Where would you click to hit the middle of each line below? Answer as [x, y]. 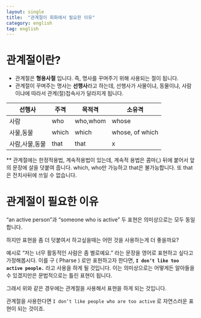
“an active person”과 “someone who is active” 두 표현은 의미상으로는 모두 [95, 220]
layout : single [25, 12]
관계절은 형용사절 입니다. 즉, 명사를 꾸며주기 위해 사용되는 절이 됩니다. [97, 78]
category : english [29, 23]
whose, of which [135, 132]
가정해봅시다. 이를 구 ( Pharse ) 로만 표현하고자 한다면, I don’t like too [93, 261]
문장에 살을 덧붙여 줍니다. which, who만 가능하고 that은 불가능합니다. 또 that [103, 168]
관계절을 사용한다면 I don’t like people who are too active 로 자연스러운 [97, 301]
